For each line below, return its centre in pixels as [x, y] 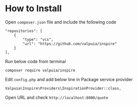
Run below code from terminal [35, 61]
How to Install [34, 9]
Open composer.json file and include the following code [61, 22]
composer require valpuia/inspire [40, 70]
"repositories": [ [24, 31]
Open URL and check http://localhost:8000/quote [57, 97]
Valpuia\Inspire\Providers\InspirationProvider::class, [63, 88]
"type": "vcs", [38, 40]
